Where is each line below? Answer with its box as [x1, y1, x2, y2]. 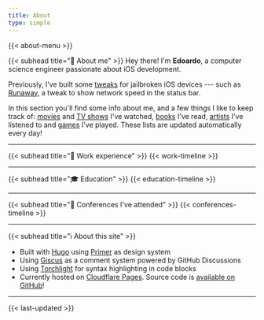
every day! [8, 128, 43, 138]
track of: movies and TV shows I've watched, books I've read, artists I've [8, 111, 244, 121]
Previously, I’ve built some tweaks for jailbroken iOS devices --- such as [8, 80, 241, 89]
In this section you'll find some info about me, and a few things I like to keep [8, 103, 254, 113]
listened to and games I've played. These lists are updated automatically [8, 120, 242, 129]
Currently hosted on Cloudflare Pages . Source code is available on [19, 272, 236, 281]
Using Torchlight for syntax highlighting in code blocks [19, 263, 196, 273]
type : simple [8, 19, 51, 27]
